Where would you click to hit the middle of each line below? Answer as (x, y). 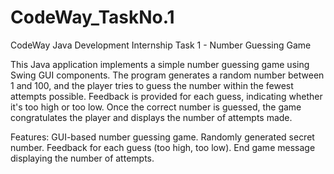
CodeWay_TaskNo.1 (92, 17)
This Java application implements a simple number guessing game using (160, 64)
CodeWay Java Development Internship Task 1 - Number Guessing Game (161, 45)
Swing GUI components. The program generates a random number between (167, 75)
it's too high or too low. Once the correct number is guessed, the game (156, 107)
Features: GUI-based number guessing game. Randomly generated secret (162, 137)
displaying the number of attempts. (82, 158)
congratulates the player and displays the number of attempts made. (151, 117)
